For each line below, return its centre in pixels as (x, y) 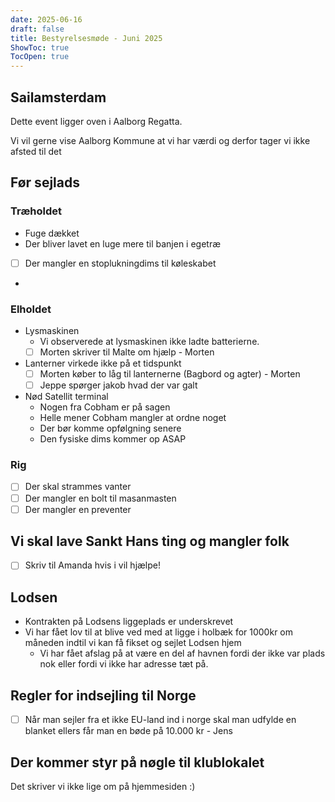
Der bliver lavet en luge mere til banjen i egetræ (123, 243)
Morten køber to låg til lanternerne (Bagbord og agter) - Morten (170, 374)
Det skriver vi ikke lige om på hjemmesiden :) (103, 787)
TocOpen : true (40, 57)
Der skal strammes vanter (78, 487)
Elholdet (31, 309)
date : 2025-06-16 (46, 19)
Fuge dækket (52, 233)
